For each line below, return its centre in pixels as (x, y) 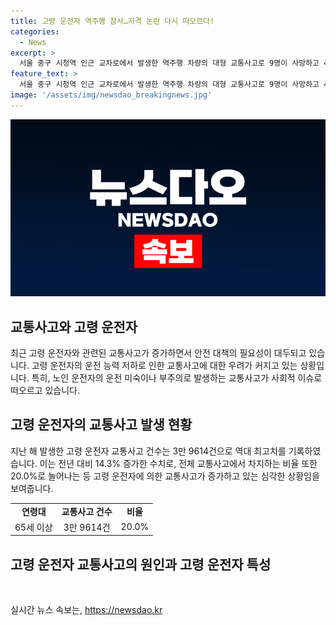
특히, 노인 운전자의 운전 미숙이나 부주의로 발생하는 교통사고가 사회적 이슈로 (177, 378)
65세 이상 (33, 527)
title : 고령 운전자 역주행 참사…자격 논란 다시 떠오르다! (112, 21)
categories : (35, 31)
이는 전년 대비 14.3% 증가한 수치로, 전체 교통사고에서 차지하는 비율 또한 (178, 463)
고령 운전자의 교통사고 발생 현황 (101, 425)
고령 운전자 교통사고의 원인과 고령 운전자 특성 (141, 564)
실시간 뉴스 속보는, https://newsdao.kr (86, 610)
